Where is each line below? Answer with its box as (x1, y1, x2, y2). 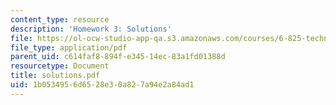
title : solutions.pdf (10, 71, 101, 81)
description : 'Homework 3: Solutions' (10, 24, 172, 34)
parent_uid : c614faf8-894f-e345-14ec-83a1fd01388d (10, 52, 226, 62)
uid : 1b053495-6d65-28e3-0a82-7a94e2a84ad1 (10, 80, 195, 90)
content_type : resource (10, 14, 110, 25)
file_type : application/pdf (10, 42, 128, 53)
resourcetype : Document (10, 61, 110, 71)
